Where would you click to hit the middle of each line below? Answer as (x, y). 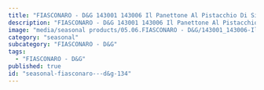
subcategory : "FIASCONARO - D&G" (63, 45)
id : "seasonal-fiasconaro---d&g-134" (70, 74)
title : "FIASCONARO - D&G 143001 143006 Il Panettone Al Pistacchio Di (128, 15)
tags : (17, 52)
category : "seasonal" (44, 37)
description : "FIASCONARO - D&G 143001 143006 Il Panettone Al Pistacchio (133, 23)
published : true (35, 67)
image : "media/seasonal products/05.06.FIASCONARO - (96, 30)
